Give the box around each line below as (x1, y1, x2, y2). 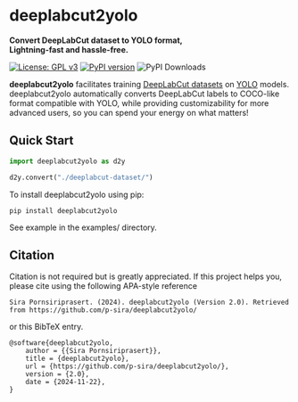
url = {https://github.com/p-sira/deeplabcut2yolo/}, (25, 362, 229, 371)
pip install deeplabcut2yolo (9, 206, 118, 215)
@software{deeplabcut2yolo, (9, 339, 114, 348)
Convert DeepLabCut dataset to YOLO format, (9, 35, 183, 45)
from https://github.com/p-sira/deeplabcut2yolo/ (9, 306, 198, 315)
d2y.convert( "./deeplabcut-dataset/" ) (9, 173, 153, 182)
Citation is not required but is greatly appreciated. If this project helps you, (9, 271, 283, 282)
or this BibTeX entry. (9, 322, 84, 332)
